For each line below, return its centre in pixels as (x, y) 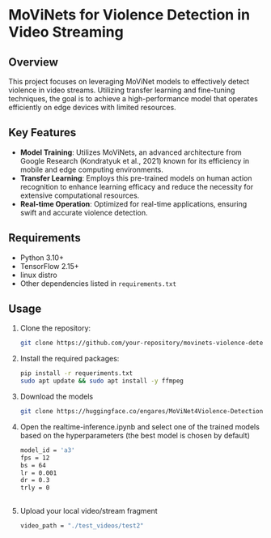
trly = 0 (35, 488)
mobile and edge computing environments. (91, 169)
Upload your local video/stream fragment (89, 511)
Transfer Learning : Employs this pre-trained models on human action (136, 178)
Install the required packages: (70, 359)
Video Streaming (66, 32)
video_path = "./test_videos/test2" (82, 526)
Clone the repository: (55, 328)
